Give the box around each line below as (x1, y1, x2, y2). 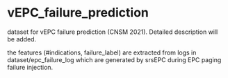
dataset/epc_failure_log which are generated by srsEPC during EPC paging (7, 55, 222, 64)
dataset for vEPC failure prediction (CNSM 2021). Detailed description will (7, 28, 218, 36)
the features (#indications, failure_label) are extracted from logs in (7, 48, 197, 57)
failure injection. (7, 63, 54, 71)
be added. (7, 35, 37, 43)
